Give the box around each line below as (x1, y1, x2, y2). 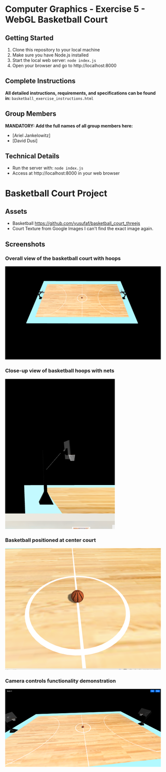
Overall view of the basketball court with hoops (5, 255, 121, 262)
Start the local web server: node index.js (12, 57, 96, 63)
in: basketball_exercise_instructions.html (5, 95, 94, 101)
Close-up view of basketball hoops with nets (5, 367, 115, 374)
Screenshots (5, 240, 45, 248)
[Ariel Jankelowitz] (12, 132, 51, 138)
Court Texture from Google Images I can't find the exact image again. (12, 226, 154, 232)
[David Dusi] (12, 138, 38, 144)
